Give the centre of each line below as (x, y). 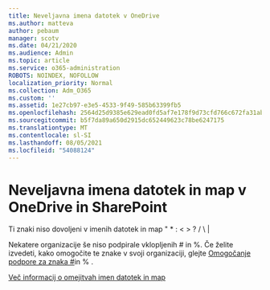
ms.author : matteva (41, 23)
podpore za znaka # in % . (51, 262)
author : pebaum (34, 31)
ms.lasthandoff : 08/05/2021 (55, 143)
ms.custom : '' (32, 98)
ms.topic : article (39, 61)
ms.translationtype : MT (48, 128)
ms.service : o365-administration (64, 68)
